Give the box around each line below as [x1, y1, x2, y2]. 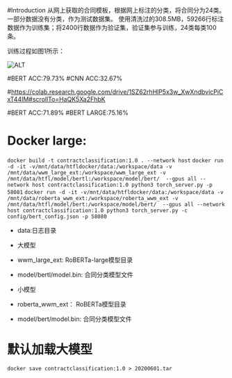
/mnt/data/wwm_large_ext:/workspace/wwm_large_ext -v [7, 169, 167, 176]
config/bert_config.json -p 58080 [7, 213, 108, 220]
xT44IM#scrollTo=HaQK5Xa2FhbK [7, 95, 106, 103]
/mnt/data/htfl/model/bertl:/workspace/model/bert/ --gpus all [7, 175, 197, 182]
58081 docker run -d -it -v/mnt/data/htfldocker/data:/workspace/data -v [7, 188, 224, 196]
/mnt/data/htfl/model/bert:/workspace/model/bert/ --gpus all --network [7, 201, 226, 208]
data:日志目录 [17, 226, 57, 234]
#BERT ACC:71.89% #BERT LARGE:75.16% [7, 108, 129, 117]
